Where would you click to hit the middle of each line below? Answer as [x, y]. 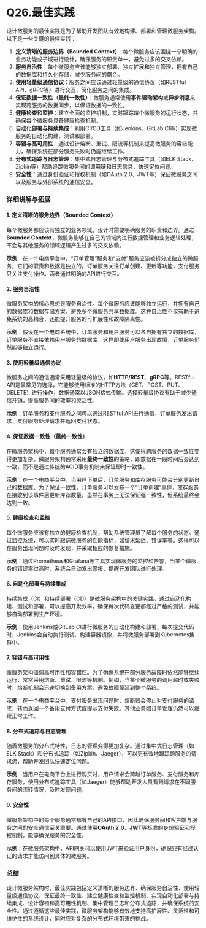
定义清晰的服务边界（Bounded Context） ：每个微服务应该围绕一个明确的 [106, 51]
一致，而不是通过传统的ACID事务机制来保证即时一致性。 [77, 466]
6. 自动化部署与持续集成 [36, 584]
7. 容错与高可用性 [28, 657]
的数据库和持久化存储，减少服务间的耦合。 [69, 74]
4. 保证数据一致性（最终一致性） [47, 436]
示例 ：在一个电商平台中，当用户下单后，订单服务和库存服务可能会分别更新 [100, 479]
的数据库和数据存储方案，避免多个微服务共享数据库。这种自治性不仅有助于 [100, 311]
